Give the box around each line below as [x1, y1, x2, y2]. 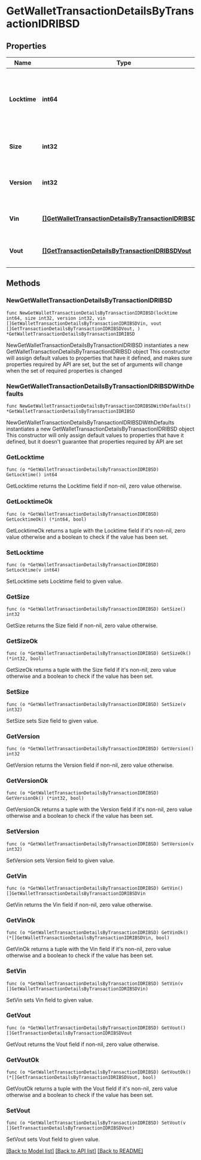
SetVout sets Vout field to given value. [6, 1136, 100, 1143]
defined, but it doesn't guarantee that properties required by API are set [6, 438, 183, 445]
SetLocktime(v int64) [6, 567, 60, 573]
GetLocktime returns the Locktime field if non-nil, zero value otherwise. [6, 482, 182, 490]
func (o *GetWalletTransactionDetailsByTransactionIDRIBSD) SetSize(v [6, 701, 186, 707]
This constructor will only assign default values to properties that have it [6, 431, 184, 439]
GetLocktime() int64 [6, 472, 58, 478]
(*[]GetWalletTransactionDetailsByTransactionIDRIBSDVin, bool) [6, 935, 170, 941]
